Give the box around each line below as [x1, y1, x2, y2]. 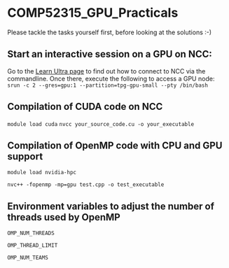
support [7, 150, 43, 162]
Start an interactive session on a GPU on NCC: [7, 48, 212, 60]
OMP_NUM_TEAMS [7, 254, 49, 262]
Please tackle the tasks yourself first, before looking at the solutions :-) [7, 28, 212, 36]
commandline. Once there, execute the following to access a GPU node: [7, 74, 215, 83]
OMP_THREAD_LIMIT [7, 242, 58, 249]
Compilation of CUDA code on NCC [7, 101, 163, 113]
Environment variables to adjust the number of [7, 200, 215, 212]
